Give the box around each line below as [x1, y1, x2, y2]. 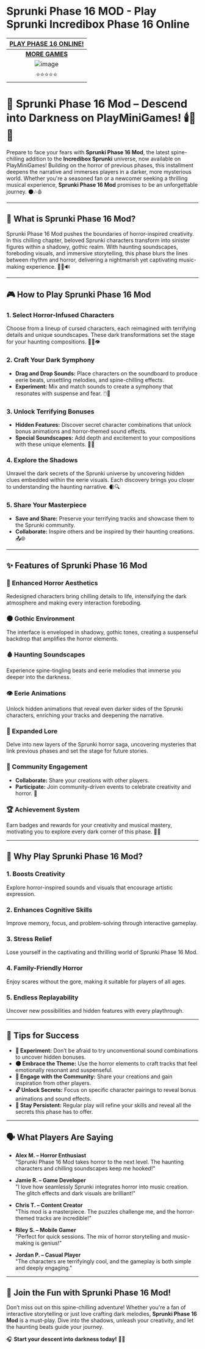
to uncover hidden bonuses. [15, 1053, 86, 1061]
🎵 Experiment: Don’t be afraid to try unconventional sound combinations [15, 1047, 198, 1054]
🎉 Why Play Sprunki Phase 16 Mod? [6, 851, 143, 862]
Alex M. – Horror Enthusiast [15, 1151, 87, 1159]
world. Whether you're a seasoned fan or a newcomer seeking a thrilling [6, 175, 188, 182]
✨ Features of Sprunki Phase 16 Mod [6, 560, 148, 571]
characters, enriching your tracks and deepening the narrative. [6, 712, 164, 719]
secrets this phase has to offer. [15, 1108, 93, 1115]
